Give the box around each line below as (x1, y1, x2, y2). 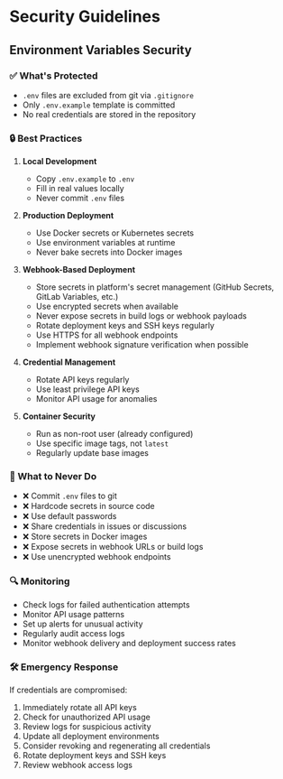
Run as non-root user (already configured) (35, 429, 194, 440)
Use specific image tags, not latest (35, 438, 169, 449)
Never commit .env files (35, 192, 124, 204)
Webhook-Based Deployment (22, 264, 136, 275)
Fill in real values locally (35, 183, 124, 194)
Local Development (22, 156, 97, 167)
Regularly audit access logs (22, 627, 125, 638)
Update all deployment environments (22, 731, 160, 742)
